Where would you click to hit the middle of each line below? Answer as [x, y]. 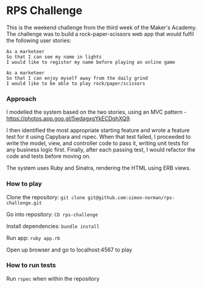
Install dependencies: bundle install [53, 226]
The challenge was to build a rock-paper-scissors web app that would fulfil [100, 33]
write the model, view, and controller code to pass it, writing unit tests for [98, 143]
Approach [21, 99]
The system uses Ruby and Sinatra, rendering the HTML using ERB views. [99, 168]
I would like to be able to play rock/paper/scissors [76, 83]
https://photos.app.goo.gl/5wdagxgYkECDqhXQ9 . [69, 119]
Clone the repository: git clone [46, 197]
